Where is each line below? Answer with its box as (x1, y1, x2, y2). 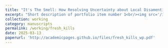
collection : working (5, 16, 48, 21)
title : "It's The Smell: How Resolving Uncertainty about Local (5, 7, 142, 12)
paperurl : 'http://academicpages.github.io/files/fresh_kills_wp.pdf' (5, 35, 155, 40)
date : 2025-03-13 (5, 30, 41, 35)
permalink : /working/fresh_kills (5, 26, 75, 31)
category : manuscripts (5, 21, 52, 26)
